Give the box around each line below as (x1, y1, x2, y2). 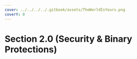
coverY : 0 (4, 12, 25, 17)
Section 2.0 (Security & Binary (4, 33, 133, 45)
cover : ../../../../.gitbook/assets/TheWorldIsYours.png (4, 7, 126, 12)
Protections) (4, 44, 57, 55)
